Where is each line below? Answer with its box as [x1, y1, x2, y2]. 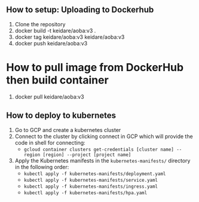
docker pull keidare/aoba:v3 [14, 93, 85, 100]
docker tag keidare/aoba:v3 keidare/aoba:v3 [14, 33, 125, 41]
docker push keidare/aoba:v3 [14, 39, 88, 47]
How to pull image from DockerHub [6, 61, 184, 74]
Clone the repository [14, 20, 66, 27]
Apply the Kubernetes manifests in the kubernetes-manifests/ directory [14, 157, 191, 164]
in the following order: [14, 163, 69, 170]
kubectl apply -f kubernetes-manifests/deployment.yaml [23, 170, 166, 177]
